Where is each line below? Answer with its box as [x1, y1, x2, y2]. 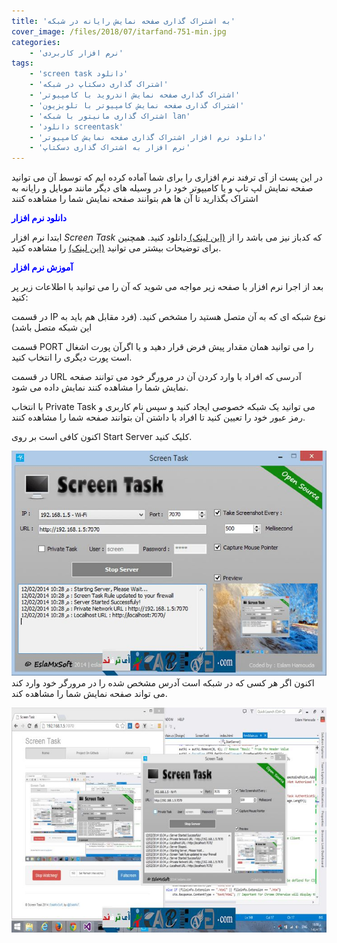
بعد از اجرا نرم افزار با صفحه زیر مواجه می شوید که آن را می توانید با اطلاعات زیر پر [11, 281, 324, 293]
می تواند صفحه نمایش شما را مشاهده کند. [11, 688, 168, 700]
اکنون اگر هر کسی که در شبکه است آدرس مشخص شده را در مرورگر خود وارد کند [11, 677, 315, 689]
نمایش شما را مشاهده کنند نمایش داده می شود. [11, 381, 189, 394]
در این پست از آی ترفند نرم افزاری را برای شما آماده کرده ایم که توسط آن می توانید [11, 171, 323, 184]
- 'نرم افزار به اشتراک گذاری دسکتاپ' [29, 143, 191, 153]
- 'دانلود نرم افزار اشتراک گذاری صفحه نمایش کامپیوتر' [29, 132, 268, 142]
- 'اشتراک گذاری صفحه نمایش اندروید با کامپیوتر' [29, 90, 241, 100]
